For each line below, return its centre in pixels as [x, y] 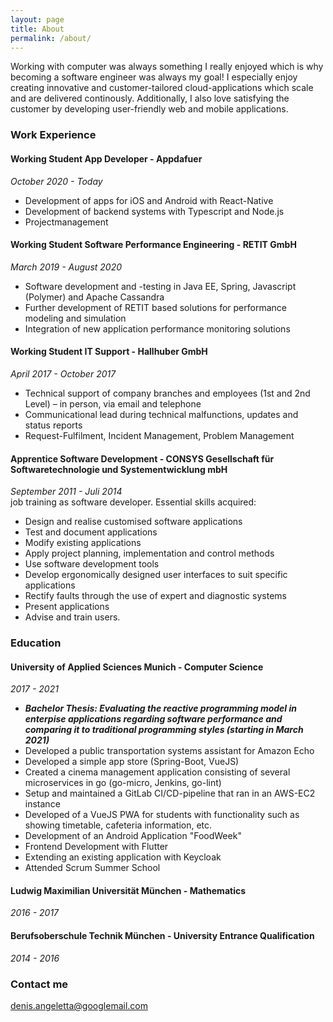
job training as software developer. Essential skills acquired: [133, 502]
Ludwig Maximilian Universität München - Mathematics [128, 890]
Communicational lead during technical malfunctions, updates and [161, 414]
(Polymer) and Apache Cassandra [94, 297]
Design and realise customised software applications [133, 522]
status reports [53, 425]
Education [36, 643]
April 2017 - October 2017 [63, 373]
